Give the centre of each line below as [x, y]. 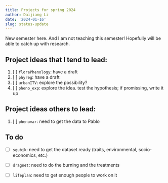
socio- [145, 149]
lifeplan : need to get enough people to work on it [65, 175]
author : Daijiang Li [27, 15]
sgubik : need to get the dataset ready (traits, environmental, [75, 149]
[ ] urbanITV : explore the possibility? [50, 83]
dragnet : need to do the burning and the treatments [66, 165]
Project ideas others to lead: [51, 109]
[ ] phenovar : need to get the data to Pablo [56, 121]
